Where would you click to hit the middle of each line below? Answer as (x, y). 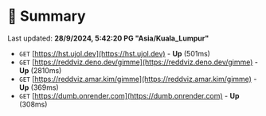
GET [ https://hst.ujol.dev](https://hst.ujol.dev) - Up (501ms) (114, 53)
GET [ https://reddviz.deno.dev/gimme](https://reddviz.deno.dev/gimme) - (139, 62)
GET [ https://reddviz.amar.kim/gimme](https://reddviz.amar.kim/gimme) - (138, 79)
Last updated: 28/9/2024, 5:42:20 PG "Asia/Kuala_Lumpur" (108, 38)
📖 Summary (47, 16)
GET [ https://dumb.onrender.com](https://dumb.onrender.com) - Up (129, 95)
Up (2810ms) (40, 70)
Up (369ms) (39, 87)
